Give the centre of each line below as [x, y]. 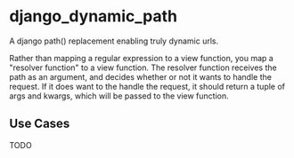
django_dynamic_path [94, 16]
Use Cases [40, 124]
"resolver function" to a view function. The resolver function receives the [143, 67]
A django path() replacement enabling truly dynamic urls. [114, 41]
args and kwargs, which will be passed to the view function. [119, 96]
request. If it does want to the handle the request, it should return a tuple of [147, 86]
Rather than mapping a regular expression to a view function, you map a [141, 58]
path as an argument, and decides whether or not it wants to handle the [140, 76]
